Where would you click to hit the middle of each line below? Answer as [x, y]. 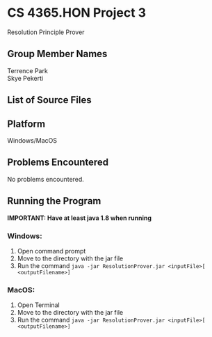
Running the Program [54, 201]
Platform [26, 124]
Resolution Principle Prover [46, 32]
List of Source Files [49, 100]
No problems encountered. [46, 179]
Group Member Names [57, 54]
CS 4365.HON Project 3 [77, 13]
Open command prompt [51, 251]
